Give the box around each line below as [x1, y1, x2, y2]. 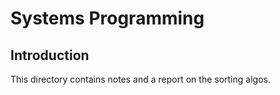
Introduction [10, 47, 90, 64]
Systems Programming [10, 7, 205, 30]
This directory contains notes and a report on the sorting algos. [10, 73, 271, 85]
